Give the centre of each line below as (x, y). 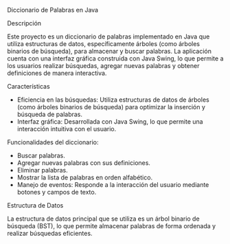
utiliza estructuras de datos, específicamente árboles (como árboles (104, 44)
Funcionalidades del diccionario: (53, 142)
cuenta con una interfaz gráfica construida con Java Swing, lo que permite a (115, 58)
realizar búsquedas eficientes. (50, 233)
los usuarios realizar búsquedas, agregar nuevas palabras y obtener (103, 66)
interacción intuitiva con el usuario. (67, 129)
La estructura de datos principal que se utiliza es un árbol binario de (104, 219)
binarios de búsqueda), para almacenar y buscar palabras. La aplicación (109, 51)
